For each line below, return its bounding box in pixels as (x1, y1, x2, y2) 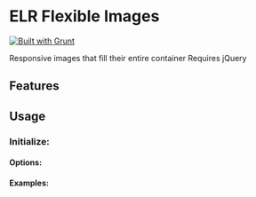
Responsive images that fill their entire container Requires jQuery (9, 52, 247, 63)
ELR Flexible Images (9, 6, 160, 27)
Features (9, 78, 60, 94)
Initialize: (9, 135, 51, 147)
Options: (9, 157, 43, 168)
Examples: (9, 177, 49, 188)
